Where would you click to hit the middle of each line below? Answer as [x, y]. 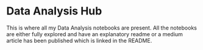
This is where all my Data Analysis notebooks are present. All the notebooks [101, 28]
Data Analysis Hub [54, 11]
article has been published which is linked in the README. [79, 40]
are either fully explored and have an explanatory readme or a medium [94, 34]
